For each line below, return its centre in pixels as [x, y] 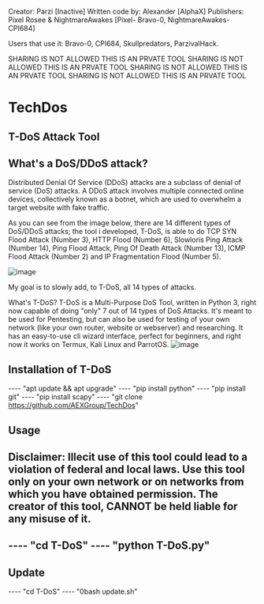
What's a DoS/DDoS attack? [78, 163]
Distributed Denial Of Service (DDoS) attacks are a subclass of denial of [125, 183]
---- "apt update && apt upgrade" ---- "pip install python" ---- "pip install [127, 389]
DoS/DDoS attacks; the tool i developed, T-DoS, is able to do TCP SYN [123, 232]
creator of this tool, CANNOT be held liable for [123, 506]
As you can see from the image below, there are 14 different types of [119, 223]
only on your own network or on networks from [126, 481]
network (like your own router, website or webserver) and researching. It [126, 328]
